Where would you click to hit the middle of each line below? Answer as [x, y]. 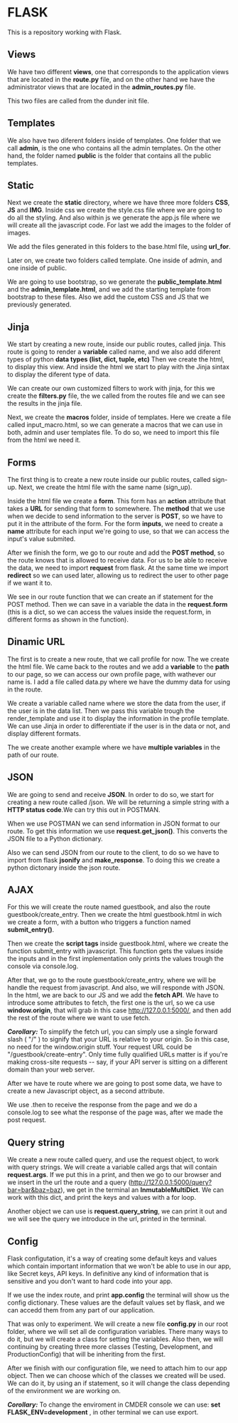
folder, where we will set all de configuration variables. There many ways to [118, 1332]
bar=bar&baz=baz [34, 1190]
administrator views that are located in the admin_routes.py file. [102, 87]
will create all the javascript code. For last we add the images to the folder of [119, 225]
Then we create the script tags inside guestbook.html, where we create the [118, 944]
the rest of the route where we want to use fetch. [79, 1018]
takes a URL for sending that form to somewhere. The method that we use [116, 508]
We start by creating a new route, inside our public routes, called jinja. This [117, 344]
